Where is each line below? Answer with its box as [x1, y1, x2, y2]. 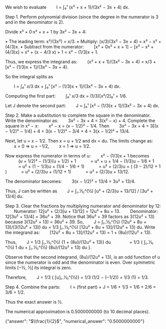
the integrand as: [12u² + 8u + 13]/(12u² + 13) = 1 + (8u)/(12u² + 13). [5, 229, 152, 235]
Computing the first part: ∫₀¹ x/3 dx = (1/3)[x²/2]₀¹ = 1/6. [5, 93, 127, 99]
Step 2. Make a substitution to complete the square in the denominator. [5, 112, 151, 118]
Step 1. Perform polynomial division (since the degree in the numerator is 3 [5, 14, 159, 19]
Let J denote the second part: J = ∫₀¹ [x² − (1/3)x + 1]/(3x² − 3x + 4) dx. [5, 103, 160, 109]
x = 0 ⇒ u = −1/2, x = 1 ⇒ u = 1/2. [14, 143, 91, 149]
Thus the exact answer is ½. [5, 299, 63, 305]
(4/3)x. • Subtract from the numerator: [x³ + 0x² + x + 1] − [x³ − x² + [5, 44, 154, 49]
